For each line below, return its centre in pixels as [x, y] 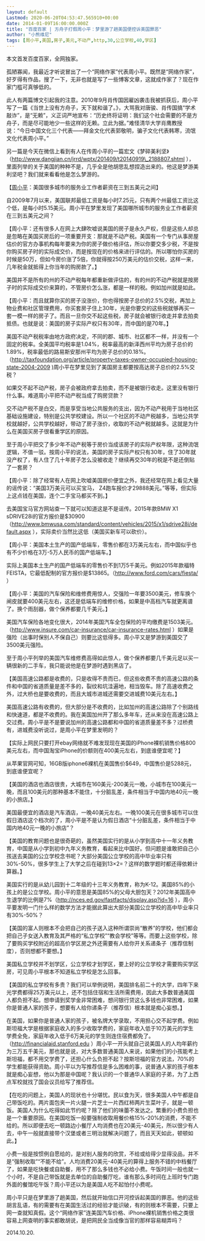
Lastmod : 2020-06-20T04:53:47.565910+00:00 [63, 18]
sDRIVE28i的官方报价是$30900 [46, 516]
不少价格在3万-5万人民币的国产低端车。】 [63, 552]
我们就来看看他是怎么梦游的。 [65, 174]
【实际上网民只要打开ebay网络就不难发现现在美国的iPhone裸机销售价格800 [101, 743]
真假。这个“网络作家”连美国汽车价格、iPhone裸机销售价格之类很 [113, 1213]
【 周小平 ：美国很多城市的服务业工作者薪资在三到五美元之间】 [84, 187]
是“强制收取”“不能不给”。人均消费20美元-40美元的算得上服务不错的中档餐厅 [102, 1161]
